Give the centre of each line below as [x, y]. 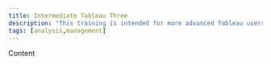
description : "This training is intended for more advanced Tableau [126, 23]
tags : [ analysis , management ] [57, 30]
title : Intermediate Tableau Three [68, 16]
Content [22, 54]
